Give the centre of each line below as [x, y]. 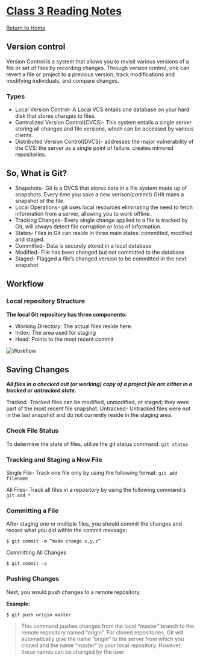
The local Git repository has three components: [67, 314]
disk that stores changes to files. [55, 116]
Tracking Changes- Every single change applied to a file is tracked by [101, 220]
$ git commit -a [27, 564]
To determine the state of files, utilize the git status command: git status [97, 444]
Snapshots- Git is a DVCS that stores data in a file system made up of [101, 188]
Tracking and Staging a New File [54, 459]
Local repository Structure [46, 301]
